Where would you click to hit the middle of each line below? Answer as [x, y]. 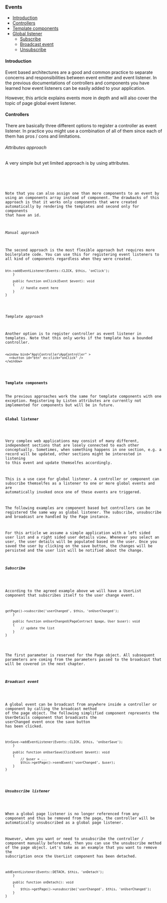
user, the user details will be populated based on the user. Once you [81, 542]
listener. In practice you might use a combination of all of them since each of [84, 131]
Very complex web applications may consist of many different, [72, 441]
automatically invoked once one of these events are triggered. [73, 492]
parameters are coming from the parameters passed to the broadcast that [83, 660]
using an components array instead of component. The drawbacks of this [82, 198]
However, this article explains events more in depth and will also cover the [81, 98]
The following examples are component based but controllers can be [78, 508]
